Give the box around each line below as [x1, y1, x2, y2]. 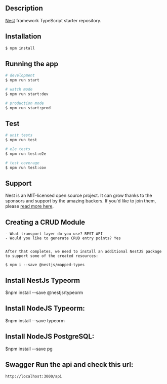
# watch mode [5, 87, 33, 92]
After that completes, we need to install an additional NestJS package [5, 249, 162, 254]
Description [5, 4, 43, 13]
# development [5, 73, 35, 78]
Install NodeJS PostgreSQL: [5, 332, 95, 341]
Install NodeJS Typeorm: [5, 304, 85, 313]
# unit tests [5, 133, 33, 138]
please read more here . [5, 203, 54, 209]
